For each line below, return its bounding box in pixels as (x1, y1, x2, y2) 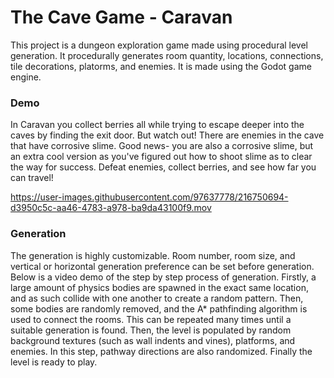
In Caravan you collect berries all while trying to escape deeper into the (10, 119, 305, 131)
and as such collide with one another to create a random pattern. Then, (10, 292, 304, 304)
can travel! (10, 172, 54, 184)
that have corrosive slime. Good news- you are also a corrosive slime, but (10, 140, 314, 152)
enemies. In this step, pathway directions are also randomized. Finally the (10, 345, 313, 357)
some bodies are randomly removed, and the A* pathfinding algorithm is (10, 302, 308, 315)
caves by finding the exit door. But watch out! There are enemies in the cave (10, 129, 325, 141)
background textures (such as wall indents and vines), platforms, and (10, 334, 296, 346)
